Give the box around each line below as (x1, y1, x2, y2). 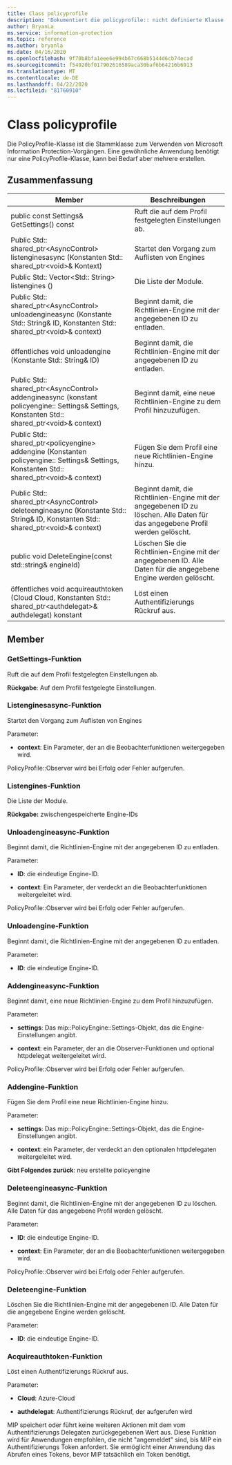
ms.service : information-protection (7, 29, 113, 37)
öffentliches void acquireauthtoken (10, 584, 124, 594)
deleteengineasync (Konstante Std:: (10, 505, 126, 515)
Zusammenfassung (7, 174, 93, 187)
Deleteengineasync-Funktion (7, 1183, 108, 1193)
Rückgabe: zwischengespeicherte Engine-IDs (7, 810, 138, 819)
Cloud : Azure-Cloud (17, 1394, 75, 1403)
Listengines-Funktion (7, 781, 81, 791)
